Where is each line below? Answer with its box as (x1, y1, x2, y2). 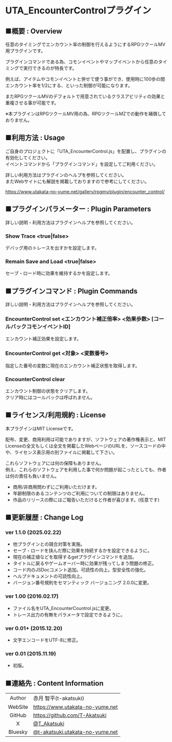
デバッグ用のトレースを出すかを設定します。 (5, 244, 99, 251)
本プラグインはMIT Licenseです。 (5, 425, 76, 431)
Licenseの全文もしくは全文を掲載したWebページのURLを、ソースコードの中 (5, 443, 166, 449)
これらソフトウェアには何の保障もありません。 (5, 460, 104, 466)
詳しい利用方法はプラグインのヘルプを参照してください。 (5, 172, 127, 178)
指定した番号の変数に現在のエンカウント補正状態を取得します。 (5, 363, 140, 369)
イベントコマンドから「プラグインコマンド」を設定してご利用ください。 (5, 161, 158, 167)
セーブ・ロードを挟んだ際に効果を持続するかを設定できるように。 (12, 547, 152, 554)
